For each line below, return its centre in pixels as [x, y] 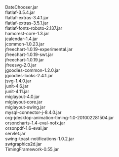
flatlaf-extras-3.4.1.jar [27, 18]
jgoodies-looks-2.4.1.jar [29, 76]
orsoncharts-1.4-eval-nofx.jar [35, 123]
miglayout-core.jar [24, 102]
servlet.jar [15, 133]
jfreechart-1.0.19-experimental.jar [39, 49]
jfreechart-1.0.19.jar [25, 60]
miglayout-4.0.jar [22, 97]
